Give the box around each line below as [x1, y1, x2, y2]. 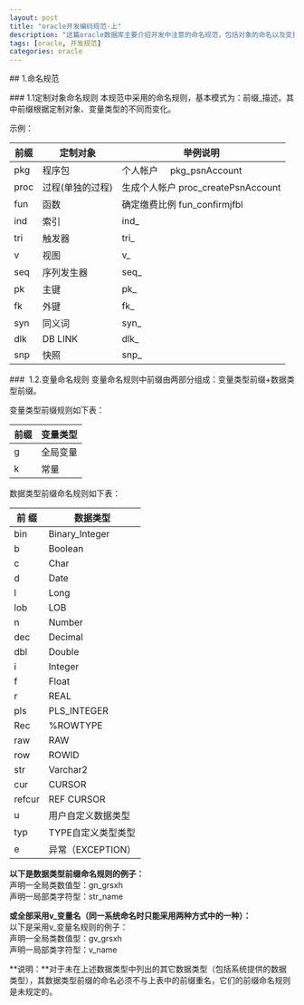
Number [48, 616, 83, 629]
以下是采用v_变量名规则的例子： [9, 922, 128, 932]
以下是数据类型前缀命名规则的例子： [9, 868, 145, 880]
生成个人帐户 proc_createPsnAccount [121, 181, 281, 194]
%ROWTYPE [48, 719, 103, 732]
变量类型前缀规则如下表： [9, 405, 105, 415]
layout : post [9, 13, 59, 23]
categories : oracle [9, 47, 83, 56]
